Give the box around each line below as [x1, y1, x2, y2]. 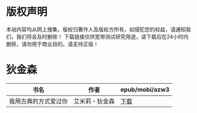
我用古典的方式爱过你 [9, 97, 69, 105]
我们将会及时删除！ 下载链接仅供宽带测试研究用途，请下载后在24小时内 [16, 33, 189, 40]
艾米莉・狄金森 [73, 97, 116, 105]
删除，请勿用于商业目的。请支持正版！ [6, 40, 98, 47]
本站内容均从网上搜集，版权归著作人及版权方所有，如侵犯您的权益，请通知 [6, 26, 186, 33]
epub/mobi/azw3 [120, 85, 170, 94]
